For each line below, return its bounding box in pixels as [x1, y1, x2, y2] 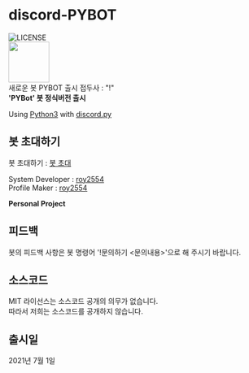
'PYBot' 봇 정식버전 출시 [8, 93, 86, 102]
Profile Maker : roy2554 [8, 183, 88, 193]
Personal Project [8, 198, 66, 208]
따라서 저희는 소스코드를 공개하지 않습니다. [8, 306, 144, 316]
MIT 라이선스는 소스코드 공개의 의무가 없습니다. [8, 297, 159, 306]
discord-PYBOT [8, 6, 117, 24]
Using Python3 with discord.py [8, 109, 112, 119]
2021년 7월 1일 [8, 356, 55, 366]
